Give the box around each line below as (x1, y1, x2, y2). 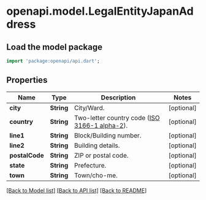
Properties (6, 75, 48, 85)
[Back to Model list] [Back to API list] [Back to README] (6, 187, 147, 194)
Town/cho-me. (74, 171, 118, 179)
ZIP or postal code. (74, 151, 129, 160)
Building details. (74, 141, 120, 150)
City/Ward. (74, 103, 105, 112)
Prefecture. (74, 161, 107, 169)
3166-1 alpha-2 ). (74, 121, 128, 129)
